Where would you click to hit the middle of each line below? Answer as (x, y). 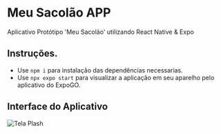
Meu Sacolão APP (59, 13)
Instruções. (32, 54)
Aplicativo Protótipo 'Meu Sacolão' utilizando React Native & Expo (101, 32)
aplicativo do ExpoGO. (49, 85)
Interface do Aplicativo (58, 107)
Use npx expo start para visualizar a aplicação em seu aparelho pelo (116, 77)
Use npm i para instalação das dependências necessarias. (100, 70)
